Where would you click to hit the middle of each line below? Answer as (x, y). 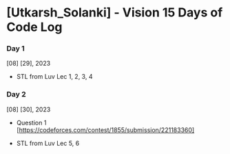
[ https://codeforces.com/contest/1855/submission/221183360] (105, 130)
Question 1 (31, 123)
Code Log (34, 27)
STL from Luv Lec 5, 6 (48, 143)
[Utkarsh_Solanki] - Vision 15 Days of (115, 13)
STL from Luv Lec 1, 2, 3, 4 (54, 77)
